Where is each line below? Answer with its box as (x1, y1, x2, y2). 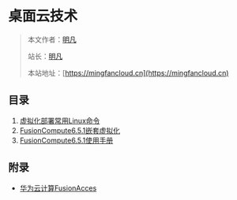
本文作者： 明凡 (27, 35, 77, 44)
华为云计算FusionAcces (19, 183, 97, 193)
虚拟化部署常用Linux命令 (19, 116, 100, 125)
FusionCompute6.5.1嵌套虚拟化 (19, 125, 121, 135)
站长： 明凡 (27, 51, 63, 61)
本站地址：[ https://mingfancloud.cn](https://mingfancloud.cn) (27, 68, 229, 77)
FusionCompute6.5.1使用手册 (19, 135, 114, 145)
